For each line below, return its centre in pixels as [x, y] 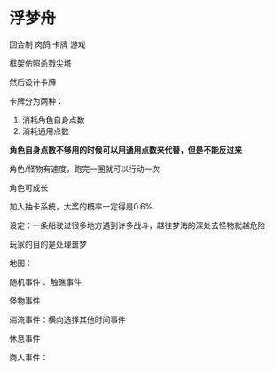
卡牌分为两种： [36, 101]
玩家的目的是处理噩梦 [48, 244]
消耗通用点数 [45, 130]
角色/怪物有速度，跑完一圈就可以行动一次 [85, 169]
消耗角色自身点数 [53, 120]
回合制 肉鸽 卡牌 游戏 [47, 44]
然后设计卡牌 [32, 82]
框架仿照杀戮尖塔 [40, 63]
